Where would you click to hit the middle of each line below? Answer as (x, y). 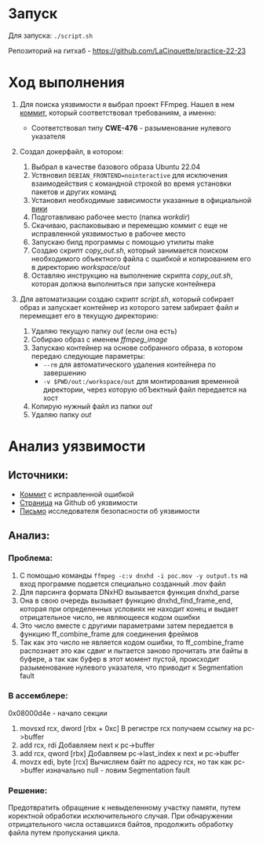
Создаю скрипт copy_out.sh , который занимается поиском (130, 250)
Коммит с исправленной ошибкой (77, 494)
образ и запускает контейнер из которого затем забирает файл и (129, 307)
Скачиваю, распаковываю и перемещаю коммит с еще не (129, 225)
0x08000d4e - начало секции (58, 713)
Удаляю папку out (61, 415)
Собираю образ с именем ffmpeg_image (99, 339)
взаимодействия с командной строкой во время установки (131, 183)
